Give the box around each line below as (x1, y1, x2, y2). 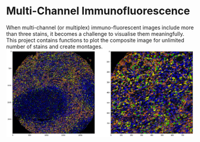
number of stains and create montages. (6, 43, 103, 50)
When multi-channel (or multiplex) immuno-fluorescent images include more (6, 24, 194, 31)
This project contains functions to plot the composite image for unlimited (6, 36, 185, 44)
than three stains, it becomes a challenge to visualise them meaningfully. (6, 30, 185, 37)
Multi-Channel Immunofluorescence (6, 4, 190, 18)
